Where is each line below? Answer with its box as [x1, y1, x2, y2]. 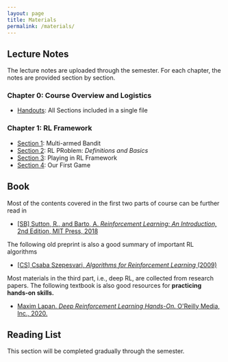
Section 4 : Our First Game [16, 160, 91, 169]
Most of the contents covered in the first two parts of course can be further [7, 199, 220, 207]
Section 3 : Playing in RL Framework [16, 154, 118, 162]
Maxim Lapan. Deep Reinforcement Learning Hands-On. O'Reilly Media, [16, 302, 220, 310]
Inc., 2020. [16, 309, 48, 317]
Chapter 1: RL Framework [7, 123, 92, 133]
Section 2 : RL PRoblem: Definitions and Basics [16, 146, 149, 154]
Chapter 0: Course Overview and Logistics [7, 90, 152, 100]
